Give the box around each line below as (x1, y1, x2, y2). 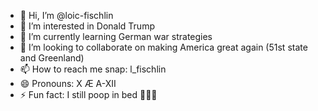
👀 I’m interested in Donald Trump (19, 20, 155, 32)
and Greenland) (19, 52, 85, 64)
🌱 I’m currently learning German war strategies (19, 31, 213, 42)
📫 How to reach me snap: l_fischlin (19, 63, 167, 75)
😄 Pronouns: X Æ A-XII (19, 78, 117, 89)
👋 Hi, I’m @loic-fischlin (19, 10, 114, 21)
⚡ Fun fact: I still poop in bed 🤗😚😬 (19, 89, 158, 100)
